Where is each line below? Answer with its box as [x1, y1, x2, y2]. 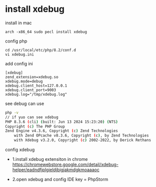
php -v [5, 110, 19, 115]
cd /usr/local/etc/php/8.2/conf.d [5, 47, 77, 52]
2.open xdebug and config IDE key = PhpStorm [12, 177, 109, 183]
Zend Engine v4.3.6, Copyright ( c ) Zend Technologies [5, 129, 118, 134]
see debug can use [5, 100, 44, 106]
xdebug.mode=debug [5, 79, 43, 84]
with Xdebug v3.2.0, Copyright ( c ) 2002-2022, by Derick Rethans [14, 138, 152, 143]
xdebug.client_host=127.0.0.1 [5, 83, 68, 88]
